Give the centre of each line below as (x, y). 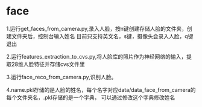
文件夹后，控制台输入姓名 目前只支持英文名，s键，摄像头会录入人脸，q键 (102, 36)
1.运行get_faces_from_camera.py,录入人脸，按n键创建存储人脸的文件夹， (96, 28)
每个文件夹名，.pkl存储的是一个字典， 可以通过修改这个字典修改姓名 (91, 97)
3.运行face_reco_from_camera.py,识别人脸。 (62, 77)
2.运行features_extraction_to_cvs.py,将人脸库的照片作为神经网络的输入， (96, 56)
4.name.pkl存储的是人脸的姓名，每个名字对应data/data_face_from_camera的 (101, 89)
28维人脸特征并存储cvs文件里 (48, 64)
